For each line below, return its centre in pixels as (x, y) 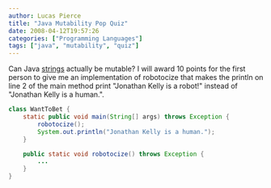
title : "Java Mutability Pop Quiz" (68, 23)
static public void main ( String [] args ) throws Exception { (126, 117)
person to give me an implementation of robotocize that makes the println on (136, 77)
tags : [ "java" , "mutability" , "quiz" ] (74, 46)
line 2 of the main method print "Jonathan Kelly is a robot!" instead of (123, 86)
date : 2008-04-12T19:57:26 (54, 31)
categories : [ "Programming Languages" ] (76, 38)
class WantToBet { (39, 110)
